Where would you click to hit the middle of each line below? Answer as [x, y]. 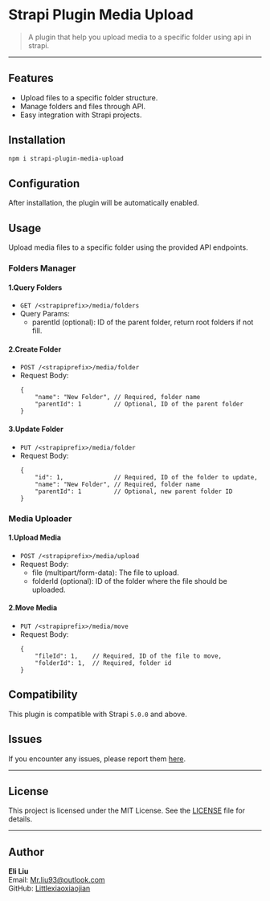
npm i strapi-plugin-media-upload [66, 158]
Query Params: [45, 314]
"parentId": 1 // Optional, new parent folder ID [134, 491]
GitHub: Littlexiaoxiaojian [49, 888]
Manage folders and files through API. [83, 106]
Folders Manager [42, 268]
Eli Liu [18, 871]
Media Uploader [40, 518]
